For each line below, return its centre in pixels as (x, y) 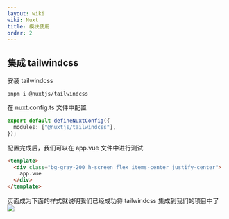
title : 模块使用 (28, 26)
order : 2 (20, 33)
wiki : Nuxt (23, 20)
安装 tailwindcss (30, 81)
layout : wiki (26, 14)
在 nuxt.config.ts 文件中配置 (47, 107)
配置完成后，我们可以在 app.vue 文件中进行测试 (75, 148)
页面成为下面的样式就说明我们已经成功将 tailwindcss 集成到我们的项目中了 (113, 201)
